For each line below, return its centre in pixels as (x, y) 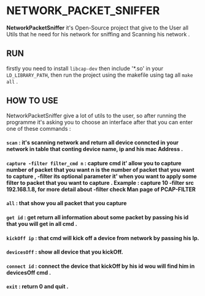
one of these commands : (39, 128)
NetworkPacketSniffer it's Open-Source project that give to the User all (98, 28)
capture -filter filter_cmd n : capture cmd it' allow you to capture (94, 163)
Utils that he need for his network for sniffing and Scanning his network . (98, 34)
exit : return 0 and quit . (37, 287)
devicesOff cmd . (29, 272)
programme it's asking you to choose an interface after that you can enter (100, 122)
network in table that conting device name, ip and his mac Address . (95, 149)
